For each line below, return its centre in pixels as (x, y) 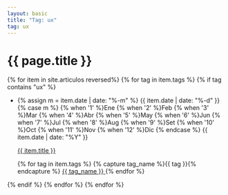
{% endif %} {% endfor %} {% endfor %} (66, 185)
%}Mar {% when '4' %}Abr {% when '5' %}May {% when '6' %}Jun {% (119, 115)
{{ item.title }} (36, 151)
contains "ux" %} (32, 87)
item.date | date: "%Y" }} (53, 137)
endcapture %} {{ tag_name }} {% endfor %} (81, 171)
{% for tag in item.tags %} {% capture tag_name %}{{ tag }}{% (107, 164)
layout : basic (28, 13)
